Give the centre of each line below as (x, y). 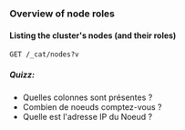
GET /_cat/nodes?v (44, 55)
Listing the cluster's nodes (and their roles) (93, 35)
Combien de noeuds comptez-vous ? (92, 107)
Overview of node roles (62, 14)
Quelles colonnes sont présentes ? (87, 97)
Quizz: (22, 75)
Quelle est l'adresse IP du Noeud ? (87, 117)
